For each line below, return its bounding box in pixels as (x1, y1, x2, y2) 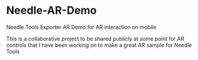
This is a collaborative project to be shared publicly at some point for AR (6, 35, 185, 42)
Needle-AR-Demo (6, 4, 97, 17)
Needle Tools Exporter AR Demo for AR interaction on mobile (6, 23, 157, 31)
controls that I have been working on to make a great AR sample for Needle (6, 41, 192, 49)
